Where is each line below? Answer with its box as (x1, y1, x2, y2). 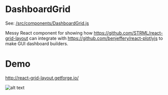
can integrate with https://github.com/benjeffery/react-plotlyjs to (29, 35, 163, 41)
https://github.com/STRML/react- (94, 30, 163, 36)
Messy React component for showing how (5, 30, 93, 36)
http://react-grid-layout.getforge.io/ (5, 74, 79, 81)
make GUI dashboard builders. (5, 40, 68, 46)
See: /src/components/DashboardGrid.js (5, 20, 89, 26)
